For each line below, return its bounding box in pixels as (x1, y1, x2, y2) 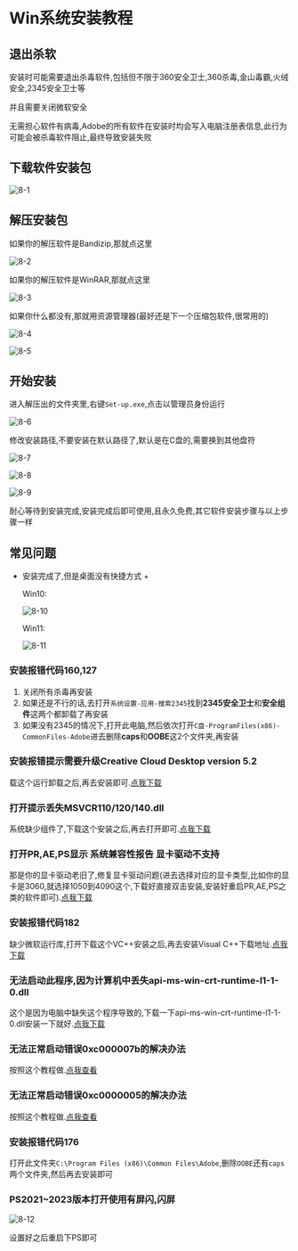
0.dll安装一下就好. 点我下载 (9, 1018, 105, 1029)
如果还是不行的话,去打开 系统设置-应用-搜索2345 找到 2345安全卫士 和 (21, 697, 262, 708)
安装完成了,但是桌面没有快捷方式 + (21, 571, 149, 582)
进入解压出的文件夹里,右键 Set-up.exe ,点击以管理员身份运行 (9, 398, 225, 410)
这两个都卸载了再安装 (29, 708, 109, 719)
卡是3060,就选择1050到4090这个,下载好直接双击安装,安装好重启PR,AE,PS (9, 881, 278, 892)
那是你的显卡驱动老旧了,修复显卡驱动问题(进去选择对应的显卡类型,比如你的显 (9, 870, 290, 880)
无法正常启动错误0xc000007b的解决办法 (9, 1042, 187, 1055)
